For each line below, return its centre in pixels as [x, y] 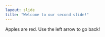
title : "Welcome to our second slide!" [47, 15]
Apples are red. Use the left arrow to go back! [52, 29]
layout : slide [20, 10]
